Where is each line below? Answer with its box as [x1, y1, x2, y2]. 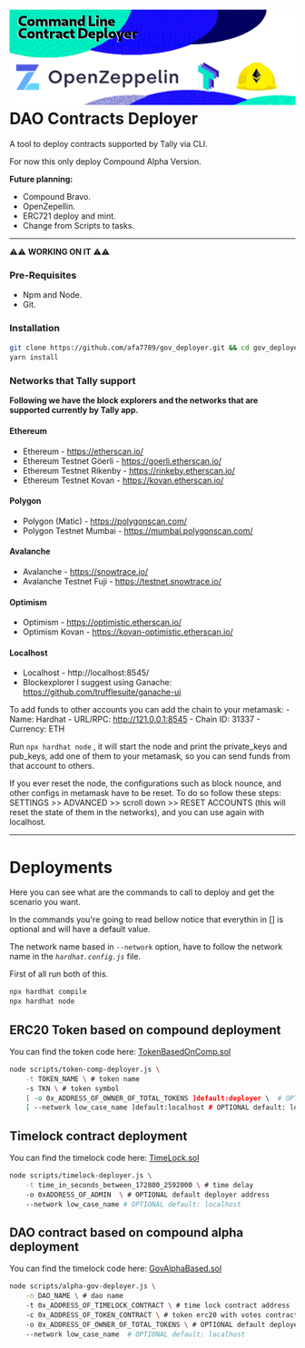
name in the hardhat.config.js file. [9, 951, 141, 962]
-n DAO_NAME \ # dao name [25, 1292, 124, 1301]
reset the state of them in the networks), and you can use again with [9, 807, 265, 818]
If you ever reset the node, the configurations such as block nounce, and [9, 778, 281, 789]
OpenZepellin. [22, 201, 75, 212]
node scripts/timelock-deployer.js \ [9, 1171, 152, 1180]
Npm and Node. [22, 290, 83, 300]
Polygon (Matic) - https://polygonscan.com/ [22, 516, 188, 526]
